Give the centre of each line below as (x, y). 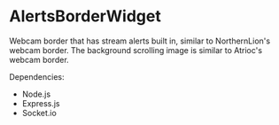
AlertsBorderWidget (85, 16)
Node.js (36, 94)
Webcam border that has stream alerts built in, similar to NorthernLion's (140, 41)
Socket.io (39, 113)
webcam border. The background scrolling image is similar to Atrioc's (136, 50)
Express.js (41, 103)
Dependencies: (37, 76)
